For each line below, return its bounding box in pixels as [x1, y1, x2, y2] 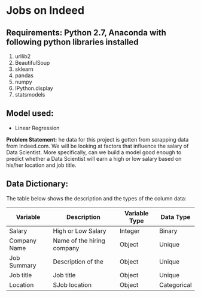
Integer [119, 226, 140, 235]
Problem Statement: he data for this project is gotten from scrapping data [6, 136, 189, 143]
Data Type [160, 212, 191, 221]
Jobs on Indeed [6, 4, 85, 17]
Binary [159, 226, 178, 235]
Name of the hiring [53, 236, 106, 245]
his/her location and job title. [6, 161, 77, 169]
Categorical [159, 280, 192, 289]
